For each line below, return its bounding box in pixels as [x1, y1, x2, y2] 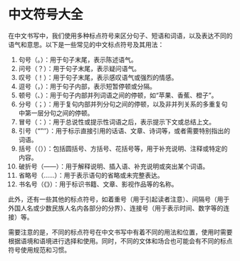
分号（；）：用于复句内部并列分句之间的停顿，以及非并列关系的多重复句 [18, 100, 228, 108]
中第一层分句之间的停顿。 [18, 108, 94, 117]
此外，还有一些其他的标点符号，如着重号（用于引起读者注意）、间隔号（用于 [8, 195, 230, 203]
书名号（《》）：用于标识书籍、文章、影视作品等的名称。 [18, 179, 178, 188]
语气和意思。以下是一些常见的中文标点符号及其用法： [8, 40, 165, 48]
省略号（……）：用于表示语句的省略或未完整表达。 [18, 171, 164, 179]
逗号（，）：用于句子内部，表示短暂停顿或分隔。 [18, 82, 156, 90]
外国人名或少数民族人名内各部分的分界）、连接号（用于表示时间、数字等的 [8, 203, 224, 212]
